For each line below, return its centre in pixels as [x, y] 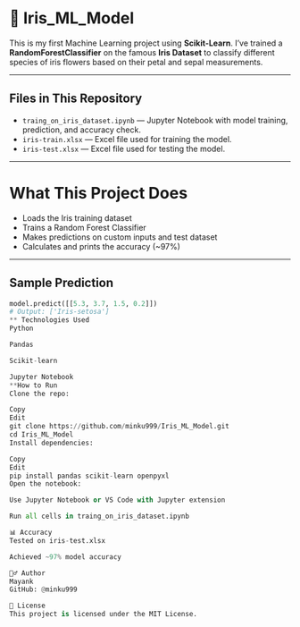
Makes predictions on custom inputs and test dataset [120, 237]
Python [21, 329]
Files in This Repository [76, 99]
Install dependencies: [51, 443]
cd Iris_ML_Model [42, 435]
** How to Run [33, 385]
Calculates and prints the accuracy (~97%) [101, 246]
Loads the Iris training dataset [77, 217]
